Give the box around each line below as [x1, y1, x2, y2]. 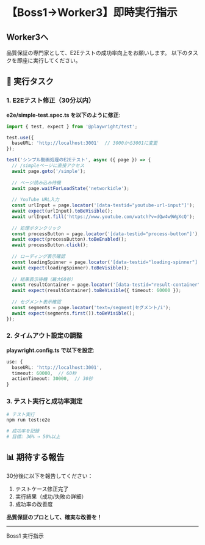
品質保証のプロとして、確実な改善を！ [6, 513, 103, 521]
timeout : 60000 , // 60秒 [12, 370, 77, 376]
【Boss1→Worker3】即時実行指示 [6, 5, 178, 20]
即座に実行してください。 [16, 57, 81, 64]
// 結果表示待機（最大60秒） [12, 276, 76, 282]
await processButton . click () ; [12, 242, 88, 248]
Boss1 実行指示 [6, 532, 44, 540]
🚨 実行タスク [6, 76, 54, 87]
